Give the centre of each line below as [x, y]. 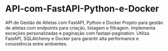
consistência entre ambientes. [36, 43]
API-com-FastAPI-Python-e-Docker [82, 9]
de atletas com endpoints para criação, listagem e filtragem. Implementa [80, 27]
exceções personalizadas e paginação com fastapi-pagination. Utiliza [77, 33]
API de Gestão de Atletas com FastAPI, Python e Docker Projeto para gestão [84, 22]
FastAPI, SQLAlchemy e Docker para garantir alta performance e [72, 38]
